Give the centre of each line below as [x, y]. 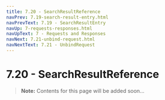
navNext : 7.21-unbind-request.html [51, 39]
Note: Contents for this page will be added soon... [83, 90]
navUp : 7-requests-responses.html [49, 28]
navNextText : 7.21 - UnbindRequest [51, 45]
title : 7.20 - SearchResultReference [53, 12]
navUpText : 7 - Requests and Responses [56, 34]
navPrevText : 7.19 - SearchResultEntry [56, 23]
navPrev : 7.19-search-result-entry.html [58, 17]
